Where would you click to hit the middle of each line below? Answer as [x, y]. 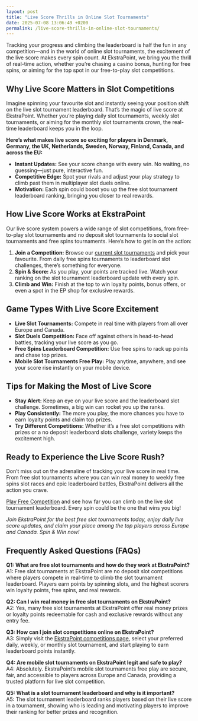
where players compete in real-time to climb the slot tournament [84, 578]
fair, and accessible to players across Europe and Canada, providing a [91, 675]
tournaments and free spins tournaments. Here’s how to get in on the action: [99, 241]
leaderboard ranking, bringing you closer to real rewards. [84, 196]
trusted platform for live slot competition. [56, 682]
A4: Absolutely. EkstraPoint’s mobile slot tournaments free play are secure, [97, 669]
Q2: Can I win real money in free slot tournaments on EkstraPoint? [89, 602]
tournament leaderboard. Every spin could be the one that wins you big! [94, 508]
